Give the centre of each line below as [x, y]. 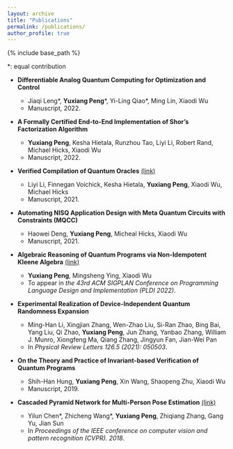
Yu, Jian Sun [46, 423]
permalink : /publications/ [46, 26]
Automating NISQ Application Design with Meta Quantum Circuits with [121, 213]
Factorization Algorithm [53, 129]
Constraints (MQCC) [47, 220]
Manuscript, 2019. [54, 389]
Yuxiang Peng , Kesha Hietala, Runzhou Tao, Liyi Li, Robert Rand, [120, 143]
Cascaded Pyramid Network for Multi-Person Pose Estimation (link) [116, 402]
